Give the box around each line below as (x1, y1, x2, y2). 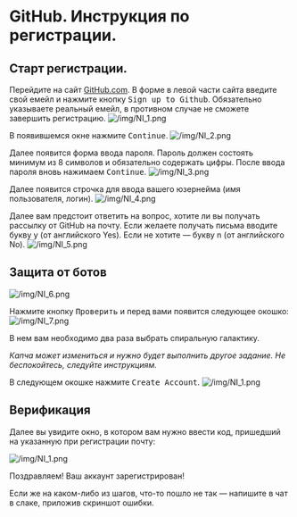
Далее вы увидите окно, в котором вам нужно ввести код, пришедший (9, 426, 281, 437)
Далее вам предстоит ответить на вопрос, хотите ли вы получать (9, 211, 260, 221)
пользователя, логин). (9, 194, 94, 204)
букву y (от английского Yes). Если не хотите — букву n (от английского (9, 229, 285, 240)
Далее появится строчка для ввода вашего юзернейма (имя (9, 184, 241, 194)
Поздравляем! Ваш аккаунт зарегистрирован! (9, 471, 185, 481)
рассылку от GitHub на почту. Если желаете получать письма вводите (9, 221, 278, 230)
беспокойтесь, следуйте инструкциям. (9, 359, 158, 370)
